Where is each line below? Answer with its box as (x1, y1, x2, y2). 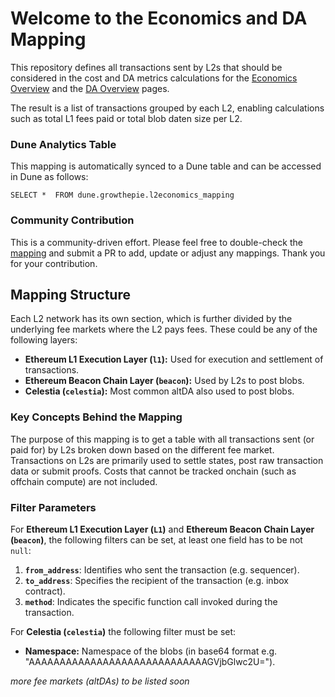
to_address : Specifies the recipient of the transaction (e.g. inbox (24, 574, 289, 586)
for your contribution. (10, 257, 98, 269)
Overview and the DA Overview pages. (10, 82, 170, 94)
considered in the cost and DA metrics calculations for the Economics (10, 72, 298, 84)
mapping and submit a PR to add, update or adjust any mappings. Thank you (10, 247, 326, 259)
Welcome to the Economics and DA (10, 7, 308, 30)
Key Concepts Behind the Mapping (10, 410, 183, 424)
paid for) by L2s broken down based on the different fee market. (10, 443, 275, 456)
